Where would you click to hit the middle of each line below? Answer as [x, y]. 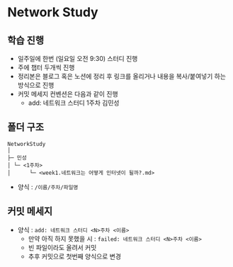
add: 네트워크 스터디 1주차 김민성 [74, 103]
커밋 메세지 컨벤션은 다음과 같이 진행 [68, 94]
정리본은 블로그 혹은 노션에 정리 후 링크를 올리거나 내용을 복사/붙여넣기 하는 [122, 76]
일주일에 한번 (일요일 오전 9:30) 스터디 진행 [78, 58]
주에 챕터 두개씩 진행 [46, 67]
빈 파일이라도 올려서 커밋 [62, 247]
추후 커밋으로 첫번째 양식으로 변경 [75, 256]
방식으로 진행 [36, 85]
